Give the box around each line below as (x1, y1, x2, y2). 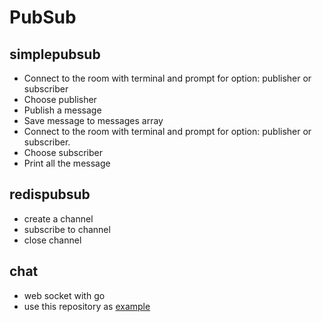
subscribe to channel (23, 223, 111, 235)
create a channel (23, 212, 94, 225)
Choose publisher (23, 94, 97, 105)
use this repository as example (23, 300, 151, 312)
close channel (23, 234, 82, 246)
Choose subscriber (23, 147, 104, 158)
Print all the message (23, 157, 111, 169)
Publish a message (23, 104, 102, 116)
